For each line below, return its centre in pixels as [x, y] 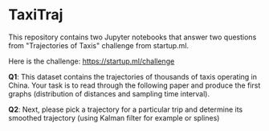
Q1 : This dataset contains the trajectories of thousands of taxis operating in [132, 76]
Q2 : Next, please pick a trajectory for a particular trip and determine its [126, 109]
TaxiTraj [36, 15]
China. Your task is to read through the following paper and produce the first [134, 85]
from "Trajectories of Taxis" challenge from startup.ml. [99, 45]
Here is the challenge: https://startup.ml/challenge [92, 61]
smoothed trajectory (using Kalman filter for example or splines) [114, 117]
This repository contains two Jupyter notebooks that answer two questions [132, 37]
